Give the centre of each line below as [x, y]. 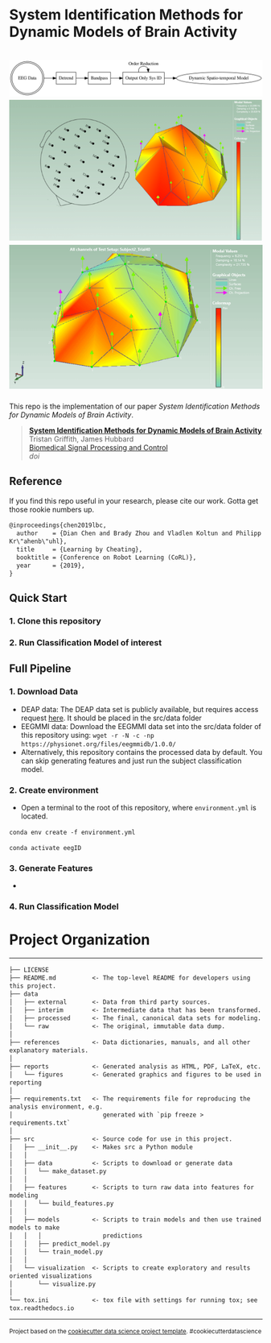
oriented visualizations [51, 1276]
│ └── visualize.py [52, 1284]
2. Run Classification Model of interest [86, 642]
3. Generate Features [51, 868]
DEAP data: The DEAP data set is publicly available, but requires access [140, 709]
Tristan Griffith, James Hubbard [81, 439]
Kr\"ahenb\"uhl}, [38, 541]
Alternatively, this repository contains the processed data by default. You [142, 752]
